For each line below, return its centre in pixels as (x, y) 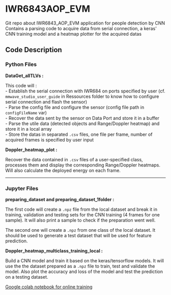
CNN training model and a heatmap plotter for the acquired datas (73, 34)
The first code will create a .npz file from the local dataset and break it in (81, 209)
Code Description (34, 50)
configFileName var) (26, 112)
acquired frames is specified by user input (50, 140)
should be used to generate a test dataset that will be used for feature (78, 235)
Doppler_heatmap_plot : (31, 150)
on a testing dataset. (27, 277)
